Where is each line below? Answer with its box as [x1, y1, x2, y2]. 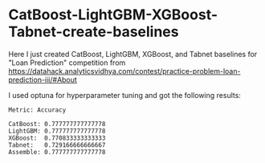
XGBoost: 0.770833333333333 [8, 134, 106, 142]
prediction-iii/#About [8, 75, 78, 84]
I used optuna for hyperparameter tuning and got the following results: [8, 90, 241, 100]
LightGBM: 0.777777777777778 [8, 127, 106, 135]
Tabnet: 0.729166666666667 [8, 141, 106, 149]
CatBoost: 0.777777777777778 [8, 120, 106, 128]
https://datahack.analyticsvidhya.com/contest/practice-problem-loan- [8, 66, 241, 75]
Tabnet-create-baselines [8, 22, 179, 41]
